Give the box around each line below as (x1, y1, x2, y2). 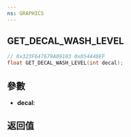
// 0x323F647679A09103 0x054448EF (7, 53, 106, 60)
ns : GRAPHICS (7, 10, 44, 17)
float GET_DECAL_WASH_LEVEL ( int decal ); (7, 59, 124, 67)
